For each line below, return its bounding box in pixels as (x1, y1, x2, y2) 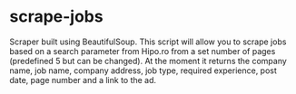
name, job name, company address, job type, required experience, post (9, 65, 277, 76)
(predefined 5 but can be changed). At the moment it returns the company (9, 55, 288, 66)
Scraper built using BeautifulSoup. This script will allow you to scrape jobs (9, 36, 287, 47)
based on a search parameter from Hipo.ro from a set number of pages (9, 45, 276, 56)
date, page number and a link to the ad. (9, 74, 157, 85)
